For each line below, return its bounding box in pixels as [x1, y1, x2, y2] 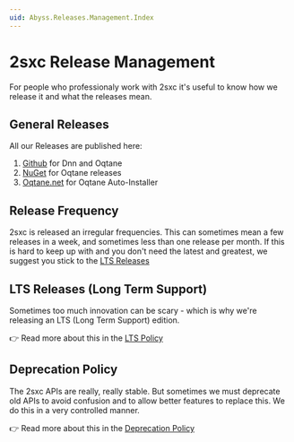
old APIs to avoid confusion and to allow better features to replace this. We [9, 395, 285, 406]
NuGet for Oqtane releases [22, 168, 122, 178]
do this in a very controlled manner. [9, 404, 141, 415]
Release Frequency [9, 203, 119, 218]
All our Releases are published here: [9, 141, 143, 152]
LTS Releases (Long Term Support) [9, 282, 208, 297]
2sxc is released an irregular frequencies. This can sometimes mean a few [9, 227, 284, 238]
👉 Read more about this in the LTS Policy [9, 333, 164, 343]
